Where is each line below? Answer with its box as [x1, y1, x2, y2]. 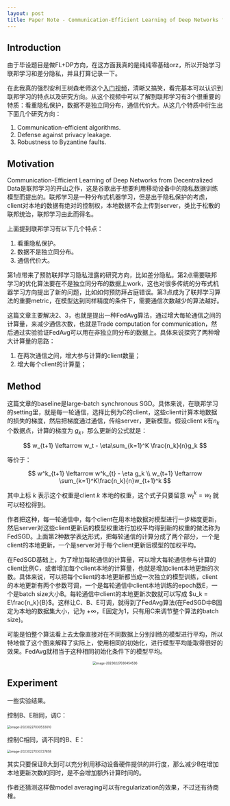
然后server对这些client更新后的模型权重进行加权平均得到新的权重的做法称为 [7, 523, 220, 532]
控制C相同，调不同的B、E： [7, 735, 86, 744]
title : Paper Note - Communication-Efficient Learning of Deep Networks [7, 16, 219, 23]
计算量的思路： [12, 337, 55, 345]
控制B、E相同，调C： [7, 711, 67, 719]
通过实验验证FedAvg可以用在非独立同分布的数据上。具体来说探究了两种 [12, 329, 214, 337]
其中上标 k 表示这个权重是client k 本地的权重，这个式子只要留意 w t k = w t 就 [7, 490, 219, 501]
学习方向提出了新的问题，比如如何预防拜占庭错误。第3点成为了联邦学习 [12, 288, 215, 296]
